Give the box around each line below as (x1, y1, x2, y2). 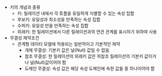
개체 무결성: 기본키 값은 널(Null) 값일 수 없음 (24, 47, 110, 53)
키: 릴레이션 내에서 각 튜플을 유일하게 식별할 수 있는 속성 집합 (17, 10, 134, 16)
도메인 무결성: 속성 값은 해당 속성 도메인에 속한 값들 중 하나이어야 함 (24, 66, 155, 71)
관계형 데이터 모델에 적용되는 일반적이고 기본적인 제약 (17, 41, 121, 47)
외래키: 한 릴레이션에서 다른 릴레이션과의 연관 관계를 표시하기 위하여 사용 (17, 29, 157, 34)
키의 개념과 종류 (9, 4, 40, 10)
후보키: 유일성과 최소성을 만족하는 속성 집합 (17, 17, 101, 22)
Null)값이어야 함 (35, 59, 67, 65)
